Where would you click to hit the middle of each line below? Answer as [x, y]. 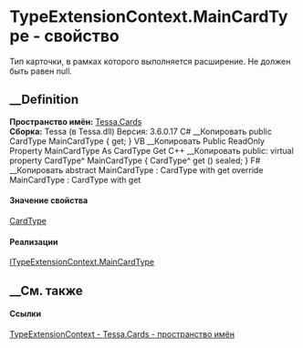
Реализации [34, 241]
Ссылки [26, 314]
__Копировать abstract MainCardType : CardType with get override [136, 169]
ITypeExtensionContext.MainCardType [82, 262]
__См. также [47, 290]
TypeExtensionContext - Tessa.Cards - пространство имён [122, 333]
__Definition [44, 100]
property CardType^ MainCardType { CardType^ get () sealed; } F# [135, 160]
